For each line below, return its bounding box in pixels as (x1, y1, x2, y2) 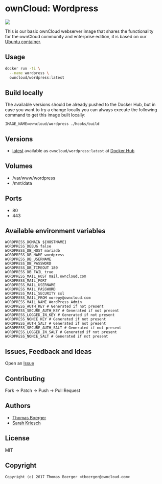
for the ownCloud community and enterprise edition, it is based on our (5, 33, 147, 39)
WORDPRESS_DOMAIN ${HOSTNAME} (5, 240, 67, 245)
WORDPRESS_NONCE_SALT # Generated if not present (5, 334, 109, 339)
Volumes (5, 162, 33, 170)
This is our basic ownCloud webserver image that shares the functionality (5, 28, 154, 34)
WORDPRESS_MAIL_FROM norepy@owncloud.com (5, 295, 91, 300)
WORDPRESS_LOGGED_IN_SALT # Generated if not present (5, 330, 117, 335)
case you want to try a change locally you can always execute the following (5, 107, 158, 113)
